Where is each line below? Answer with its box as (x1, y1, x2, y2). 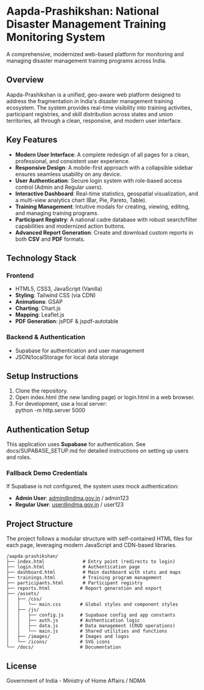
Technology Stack (6, 252, 77, 263)
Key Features (6, 134, 58, 145)
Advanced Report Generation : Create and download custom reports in (15, 229, 194, 236)
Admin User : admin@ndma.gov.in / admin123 (15, 494, 129, 502)
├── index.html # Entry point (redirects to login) (6, 559, 175, 565)
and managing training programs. (15, 209, 99, 216)
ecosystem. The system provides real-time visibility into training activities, (6, 104, 192, 111)
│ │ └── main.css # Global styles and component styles (6, 601, 178, 607)
